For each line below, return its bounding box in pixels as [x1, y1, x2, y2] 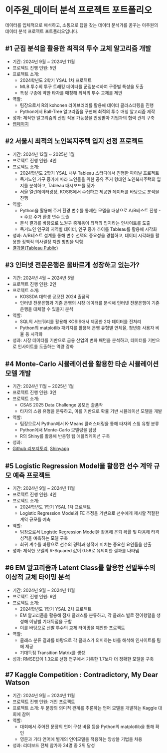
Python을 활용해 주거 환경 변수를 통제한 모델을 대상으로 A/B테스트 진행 [19, 207, 158, 213]
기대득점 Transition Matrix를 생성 [19, 650, 86, 656]
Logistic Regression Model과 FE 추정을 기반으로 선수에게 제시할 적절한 [19, 510, 160, 516]
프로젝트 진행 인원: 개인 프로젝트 [12, 699, 75, 705]
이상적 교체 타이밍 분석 [5, 573, 71, 582]
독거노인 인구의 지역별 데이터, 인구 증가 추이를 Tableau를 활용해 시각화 [19, 226, 158, 232]
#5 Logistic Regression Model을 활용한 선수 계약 [5, 461, 153, 470]
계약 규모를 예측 [19, 516, 51, 522]
